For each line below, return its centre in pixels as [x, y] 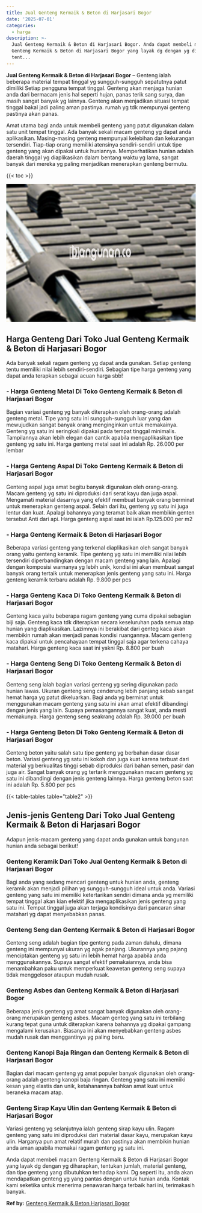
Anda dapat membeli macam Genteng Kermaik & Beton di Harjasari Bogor [97, 1160]
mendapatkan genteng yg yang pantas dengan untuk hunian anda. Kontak [98, 1179]
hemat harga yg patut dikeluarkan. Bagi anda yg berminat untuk [85, 697]
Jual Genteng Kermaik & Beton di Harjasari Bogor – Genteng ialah [89, 75]
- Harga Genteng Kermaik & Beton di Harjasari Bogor [84, 534]
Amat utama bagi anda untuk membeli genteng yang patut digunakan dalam [100, 125]
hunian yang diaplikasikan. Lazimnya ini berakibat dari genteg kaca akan [96, 629]
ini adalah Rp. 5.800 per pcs [41, 785]
